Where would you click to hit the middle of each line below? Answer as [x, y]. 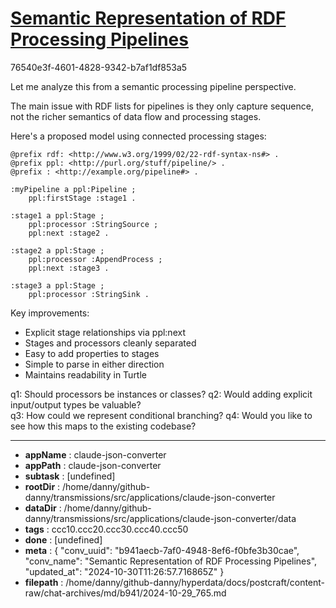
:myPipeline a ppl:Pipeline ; [73, 189]
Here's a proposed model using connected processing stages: [138, 136]
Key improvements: [50, 313]
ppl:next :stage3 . [69, 268]
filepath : [44, 582]
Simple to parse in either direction [94, 364]
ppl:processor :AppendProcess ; [95, 259]
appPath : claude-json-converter [93, 465]
